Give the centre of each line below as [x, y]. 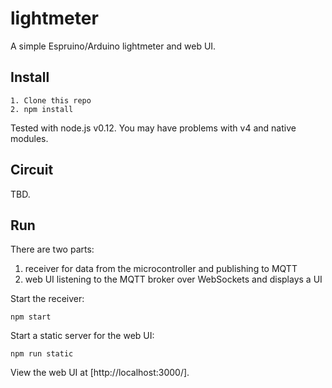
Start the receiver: [47, 299]
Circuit [32, 170]
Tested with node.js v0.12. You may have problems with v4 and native [153, 128]
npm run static [42, 354]
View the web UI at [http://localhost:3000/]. [100, 373]
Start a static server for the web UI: [82, 336]
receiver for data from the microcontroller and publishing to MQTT [161, 269]
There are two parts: [52, 249]
